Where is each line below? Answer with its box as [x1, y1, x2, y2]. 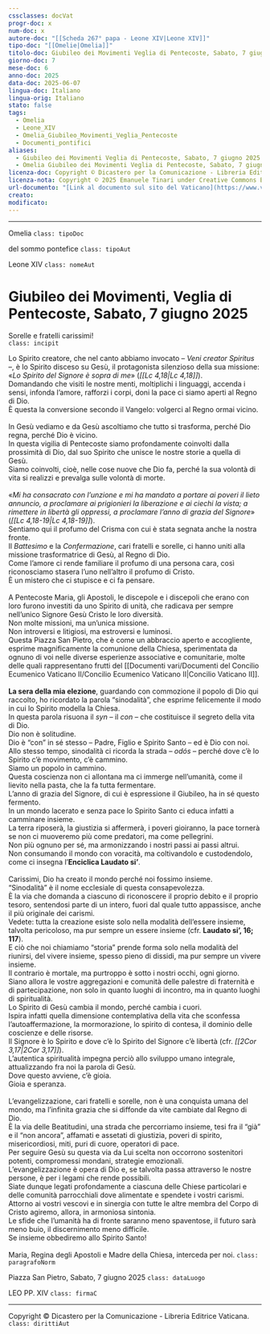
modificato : [8, 198, 48, 207]
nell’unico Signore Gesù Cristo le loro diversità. [8, 610, 163, 620]
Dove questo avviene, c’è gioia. [8, 1070, 112, 1081]
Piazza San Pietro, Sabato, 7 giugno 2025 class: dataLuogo [8, 1273, 206, 1283]
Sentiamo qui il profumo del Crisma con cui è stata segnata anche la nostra [8, 524, 257, 534]
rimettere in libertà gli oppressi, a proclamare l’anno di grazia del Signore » [8, 507, 256, 517]
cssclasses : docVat [8, 11, 74, 20]
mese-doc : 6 [8, 64, 48, 72]
